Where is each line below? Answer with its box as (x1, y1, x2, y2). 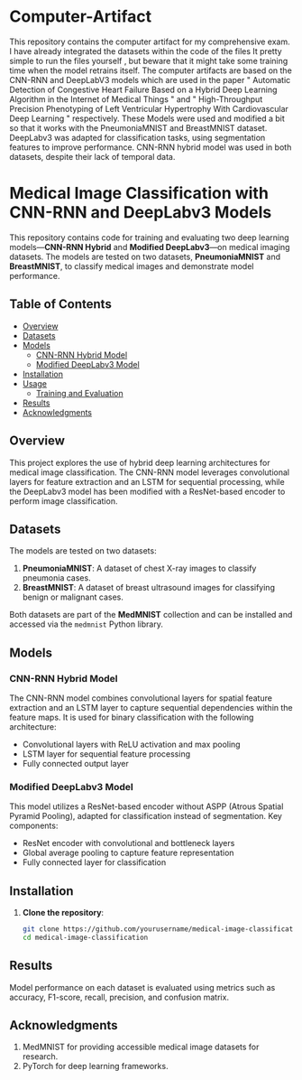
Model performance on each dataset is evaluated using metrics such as (9, 982, 276, 992)
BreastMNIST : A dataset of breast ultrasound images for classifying (22, 582, 275, 593)
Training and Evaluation (35, 387, 124, 398)
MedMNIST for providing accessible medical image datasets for (22, 1041, 260, 1053)
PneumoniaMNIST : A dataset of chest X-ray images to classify (22, 563, 257, 574)
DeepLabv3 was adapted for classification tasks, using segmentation (9, 132, 266, 143)
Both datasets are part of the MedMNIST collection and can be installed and (9, 610, 293, 620)
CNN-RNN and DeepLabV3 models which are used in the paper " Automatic (9, 74, 291, 85)
